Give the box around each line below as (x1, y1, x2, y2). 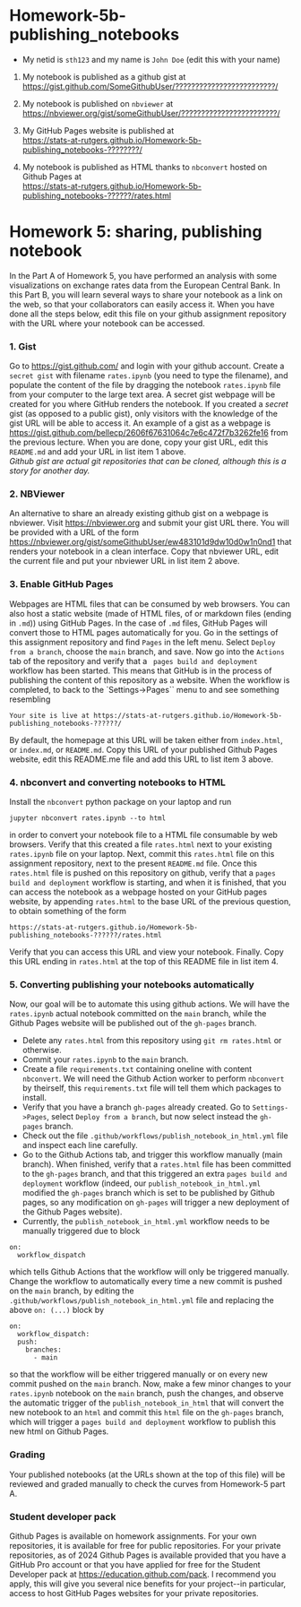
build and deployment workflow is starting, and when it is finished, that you (9, 877, 287, 888)
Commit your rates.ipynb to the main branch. (21, 1054, 189, 1065)
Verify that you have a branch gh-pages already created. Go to (21, 1102, 251, 1112)
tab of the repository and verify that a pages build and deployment (9, 655, 258, 666)
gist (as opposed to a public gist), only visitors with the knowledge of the (9, 409, 278, 419)
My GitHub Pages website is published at (21, 125, 175, 135)
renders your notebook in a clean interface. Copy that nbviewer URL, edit (9, 546, 279, 557)
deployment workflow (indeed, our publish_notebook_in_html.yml (21, 1178, 262, 1188)
